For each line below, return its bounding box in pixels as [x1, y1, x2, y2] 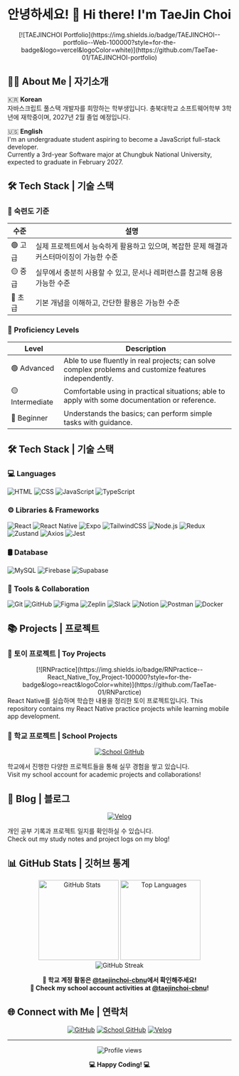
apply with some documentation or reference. [63, 396, 216, 406]
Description [125, 343, 166, 353]
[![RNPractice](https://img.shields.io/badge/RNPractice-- [36, 665, 203, 673]
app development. [7, 712, 60, 720]
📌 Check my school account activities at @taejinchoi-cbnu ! [30, 983, 209, 992]
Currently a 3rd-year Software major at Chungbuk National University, [7, 150, 212, 159]
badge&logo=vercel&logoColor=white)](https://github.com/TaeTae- [21, 46, 218, 54]
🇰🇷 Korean [7, 95, 43, 103]
